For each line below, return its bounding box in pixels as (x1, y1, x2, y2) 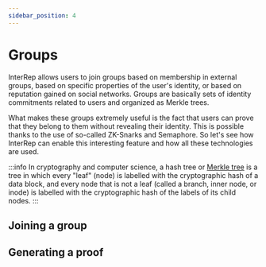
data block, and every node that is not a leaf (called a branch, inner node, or (8, 179, 257, 188)
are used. (8, 146, 40, 156)
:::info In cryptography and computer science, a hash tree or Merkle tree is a (8, 162, 258, 172)
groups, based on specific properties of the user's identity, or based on (8, 80, 242, 90)
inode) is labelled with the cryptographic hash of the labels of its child (8, 188, 237, 197)
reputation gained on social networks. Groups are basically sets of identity (8, 89, 252, 99)
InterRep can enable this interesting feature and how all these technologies (8, 138, 253, 148)
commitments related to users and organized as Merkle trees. (8, 97, 210, 107)
